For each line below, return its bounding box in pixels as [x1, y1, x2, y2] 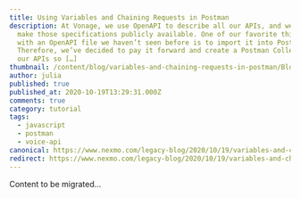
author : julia [9, 71, 62, 80]
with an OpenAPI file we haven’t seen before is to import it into [17, 37, 274, 47]
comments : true [9, 95, 66, 105]
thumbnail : [9, 63, 50, 72]
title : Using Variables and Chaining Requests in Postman [9, 12, 229, 22]
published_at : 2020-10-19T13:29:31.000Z [9, 87, 162, 96]
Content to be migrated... [9, 178, 102, 189]
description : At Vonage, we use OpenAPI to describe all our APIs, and [9, 21, 281, 30]
